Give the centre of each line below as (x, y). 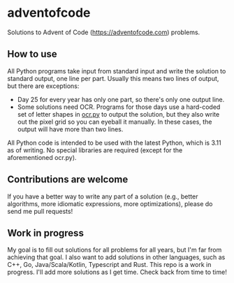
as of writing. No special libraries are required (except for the (95, 150)
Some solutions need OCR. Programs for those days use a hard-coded (119, 107)
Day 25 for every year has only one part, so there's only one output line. (121, 99)
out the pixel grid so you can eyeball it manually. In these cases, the (115, 122)
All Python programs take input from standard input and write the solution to (117, 71)
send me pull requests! (40, 211)
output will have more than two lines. (70, 129)
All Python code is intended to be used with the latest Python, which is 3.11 (114, 143)
